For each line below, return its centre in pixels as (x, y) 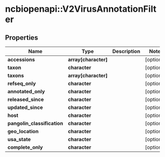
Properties (22, 38)
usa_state (19, 139)
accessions (21, 60)
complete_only (25, 147)
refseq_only (22, 83)
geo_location (23, 131)
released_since (26, 99)
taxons (16, 76)
